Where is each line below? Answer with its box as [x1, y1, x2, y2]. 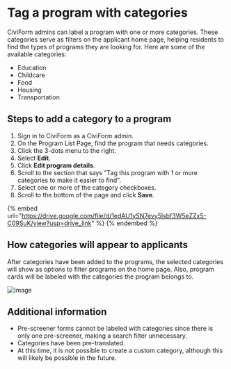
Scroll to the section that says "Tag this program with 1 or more [17, 168, 198, 177]
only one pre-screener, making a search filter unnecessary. [17, 331, 188, 340]
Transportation [17, 92, 61, 101]
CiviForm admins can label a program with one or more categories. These [7, 28, 218, 36]
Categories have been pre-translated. [17, 339, 125, 347]
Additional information [7, 306, 107, 318]
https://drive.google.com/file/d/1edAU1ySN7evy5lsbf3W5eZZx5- [21, 211, 207, 220]
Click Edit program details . [17, 161, 95, 170]
